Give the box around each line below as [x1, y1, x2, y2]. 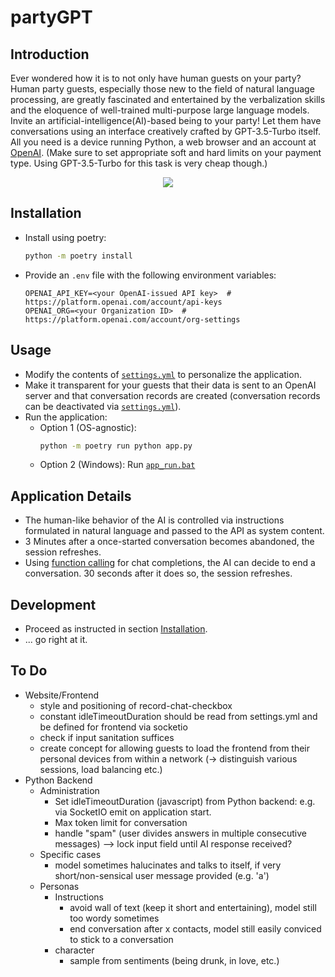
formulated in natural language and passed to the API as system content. [24, 525, 325, 537]
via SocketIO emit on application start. [54, 806, 212, 818]
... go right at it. [24, 634, 88, 645]
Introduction [10, 46, 90, 63]
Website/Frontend [24, 689, 100, 701]
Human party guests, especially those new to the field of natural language [10, 83, 315, 95]
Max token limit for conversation [54, 816, 188, 828]
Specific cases [39, 848, 102, 860]
